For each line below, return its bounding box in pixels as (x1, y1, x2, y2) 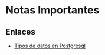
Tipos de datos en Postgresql (14, 42, 86, 49)
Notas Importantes (5, 4, 100, 17)
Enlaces (5, 27, 36, 37)
